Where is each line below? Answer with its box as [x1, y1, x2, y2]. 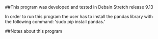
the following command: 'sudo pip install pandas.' [5, 19, 105, 24]
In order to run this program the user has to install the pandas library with [5, 14, 153, 19]
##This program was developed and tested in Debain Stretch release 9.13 [5, 4, 154, 10]
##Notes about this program [5, 28, 62, 34]
